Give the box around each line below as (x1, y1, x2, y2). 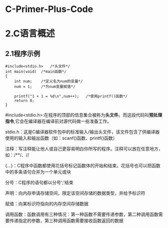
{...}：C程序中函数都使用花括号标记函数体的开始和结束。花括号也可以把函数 (5, 162, 161, 168)
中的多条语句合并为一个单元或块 (5, 169, 71, 175)
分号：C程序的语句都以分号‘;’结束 (5, 179, 73, 185)
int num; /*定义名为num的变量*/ (14, 79, 83, 84)
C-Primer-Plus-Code (5, 3, 93, 15)
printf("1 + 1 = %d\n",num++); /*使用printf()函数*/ (14, 94, 128, 99)
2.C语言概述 (5, 28, 55, 39)
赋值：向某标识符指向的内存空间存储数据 (5, 201, 88, 207)
